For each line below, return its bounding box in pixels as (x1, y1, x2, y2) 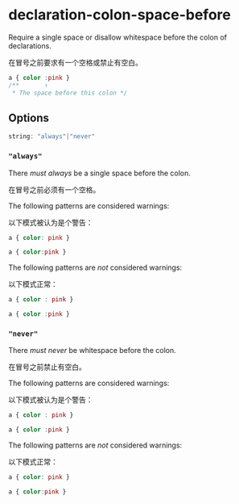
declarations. (8, 40, 52, 50)
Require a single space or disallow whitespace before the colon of (8, 32, 228, 42)
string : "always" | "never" (8, 132, 95, 141)
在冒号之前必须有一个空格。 (8, 184, 101, 195)
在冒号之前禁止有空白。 (8, 362, 86, 372)
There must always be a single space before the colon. (8, 168, 191, 178)
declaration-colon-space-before (8, 6, 231, 24)
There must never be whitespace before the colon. (8, 346, 176, 355)
